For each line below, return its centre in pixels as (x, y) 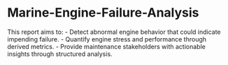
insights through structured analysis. (60, 54)
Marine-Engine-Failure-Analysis (103, 13)
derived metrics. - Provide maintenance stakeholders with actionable (107, 46)
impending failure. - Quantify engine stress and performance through (107, 39)
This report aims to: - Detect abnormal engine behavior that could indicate (114, 32)
